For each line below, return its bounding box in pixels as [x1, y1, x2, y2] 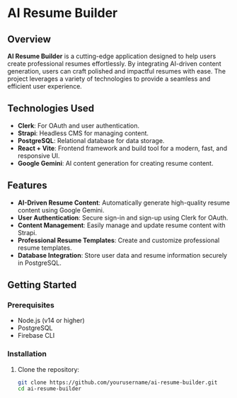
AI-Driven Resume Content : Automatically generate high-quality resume [17, 198, 230, 207]
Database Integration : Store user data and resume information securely [17, 251, 228, 259]
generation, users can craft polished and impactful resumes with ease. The [7, 67, 226, 75]
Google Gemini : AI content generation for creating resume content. [17, 159, 214, 167]
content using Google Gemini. [17, 205, 105, 214]
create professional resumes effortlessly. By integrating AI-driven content [7, 59, 221, 68]
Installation [7, 349, 47, 359]
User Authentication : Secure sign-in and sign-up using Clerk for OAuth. [17, 213, 229, 222]
